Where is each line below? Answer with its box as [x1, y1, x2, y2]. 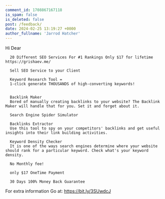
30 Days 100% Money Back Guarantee [10, 179, 85, 184]
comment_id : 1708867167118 [5, 7, 62, 13]
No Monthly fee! [10, 161, 44, 167]
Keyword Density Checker [10, 139, 62, 144]
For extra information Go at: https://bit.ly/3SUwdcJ [5, 188, 111, 194]
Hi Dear [5, 45, 21, 51]
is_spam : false [5, 12, 38, 17]
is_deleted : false [5, 17, 44, 22]
